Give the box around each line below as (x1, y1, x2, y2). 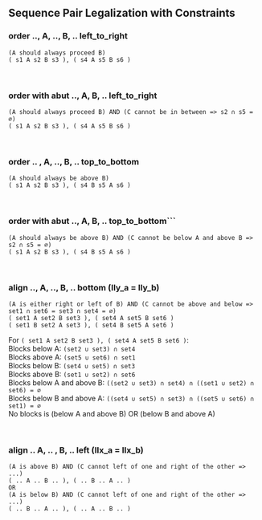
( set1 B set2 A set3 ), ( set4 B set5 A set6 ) (8, 321, 174, 329)
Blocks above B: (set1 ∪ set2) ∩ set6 (8, 369, 136, 379)
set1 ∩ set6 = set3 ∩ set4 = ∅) (8, 307, 117, 315)
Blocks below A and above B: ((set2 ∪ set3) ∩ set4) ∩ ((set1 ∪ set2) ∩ (8, 377, 255, 388)
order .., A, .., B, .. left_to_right (8, 30, 129, 42)
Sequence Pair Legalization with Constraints (8, 6, 235, 20)
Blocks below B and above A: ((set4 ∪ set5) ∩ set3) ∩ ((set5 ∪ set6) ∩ (8, 393, 255, 403)
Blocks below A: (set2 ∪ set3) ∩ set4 (8, 343, 136, 353)
